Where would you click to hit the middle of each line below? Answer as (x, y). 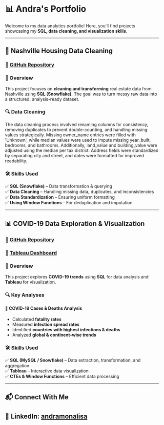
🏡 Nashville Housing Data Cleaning (59, 51)
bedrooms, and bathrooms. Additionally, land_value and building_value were (81, 145)
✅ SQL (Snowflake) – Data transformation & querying (59, 186)
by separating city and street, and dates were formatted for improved (74, 155)
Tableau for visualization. (31, 282)
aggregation (17, 366)
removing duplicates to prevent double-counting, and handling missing (76, 129)
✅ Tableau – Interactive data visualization (47, 371)
